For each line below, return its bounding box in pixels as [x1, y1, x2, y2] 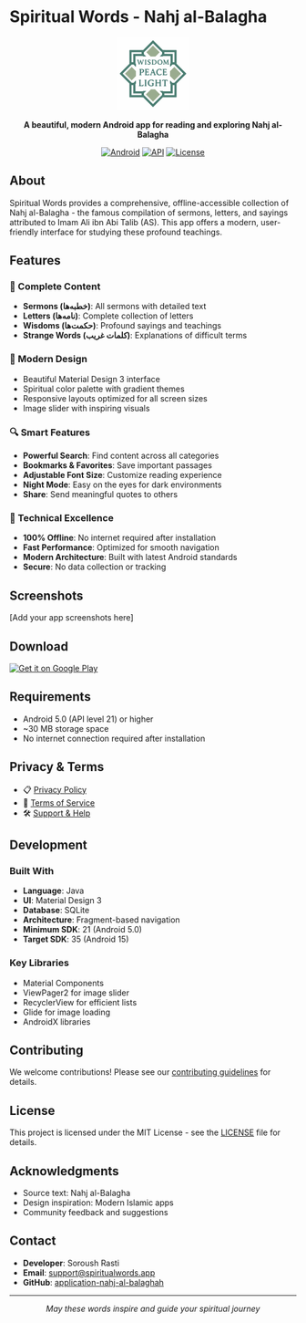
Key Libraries [9, 956, 70, 969]
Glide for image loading [22, 1006, 111, 1017]
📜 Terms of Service [22, 797, 96, 808]
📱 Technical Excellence [9, 511, 114, 524]
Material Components [22, 977, 105, 988]
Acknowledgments [9, 1163, 120, 1179]
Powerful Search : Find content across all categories [22, 450, 219, 462]
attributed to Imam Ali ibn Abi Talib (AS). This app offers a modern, [9, 216, 260, 227]
